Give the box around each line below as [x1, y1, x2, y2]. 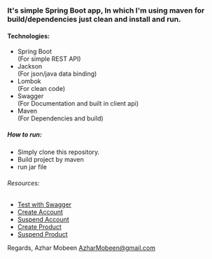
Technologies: [7, 31, 50, 40]
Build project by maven [17, 155, 84, 164]
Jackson [17, 62, 43, 71]
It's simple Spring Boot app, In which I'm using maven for [7, 6, 205, 15]
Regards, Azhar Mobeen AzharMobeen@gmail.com [7, 244, 156, 252]
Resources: [7, 178, 40, 187]
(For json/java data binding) [17, 69, 97, 78]
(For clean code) [17, 85, 66, 93]
